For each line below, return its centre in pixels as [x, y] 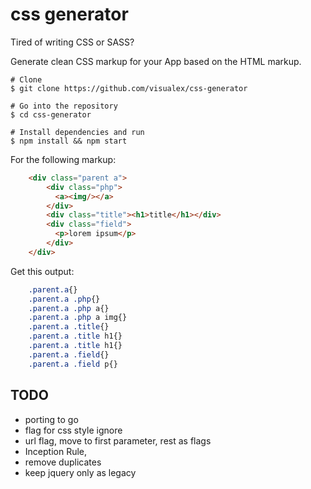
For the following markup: [63, 159]
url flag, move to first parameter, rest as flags [118, 440]
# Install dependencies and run [77, 132]
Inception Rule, [56, 451]
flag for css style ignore [73, 430]
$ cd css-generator [51, 114]
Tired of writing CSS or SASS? [72, 42]
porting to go [51, 419]
